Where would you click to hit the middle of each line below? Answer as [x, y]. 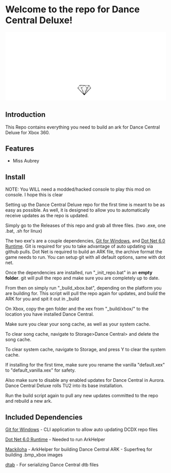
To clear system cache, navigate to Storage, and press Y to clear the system [86, 349]
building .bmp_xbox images [34, 455]
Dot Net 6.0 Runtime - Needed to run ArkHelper [55, 440]
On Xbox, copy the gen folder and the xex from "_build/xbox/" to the [77, 309]
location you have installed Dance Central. [50, 314]
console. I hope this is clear [34, 195]
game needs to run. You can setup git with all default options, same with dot [85, 257]
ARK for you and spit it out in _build [42, 299]
